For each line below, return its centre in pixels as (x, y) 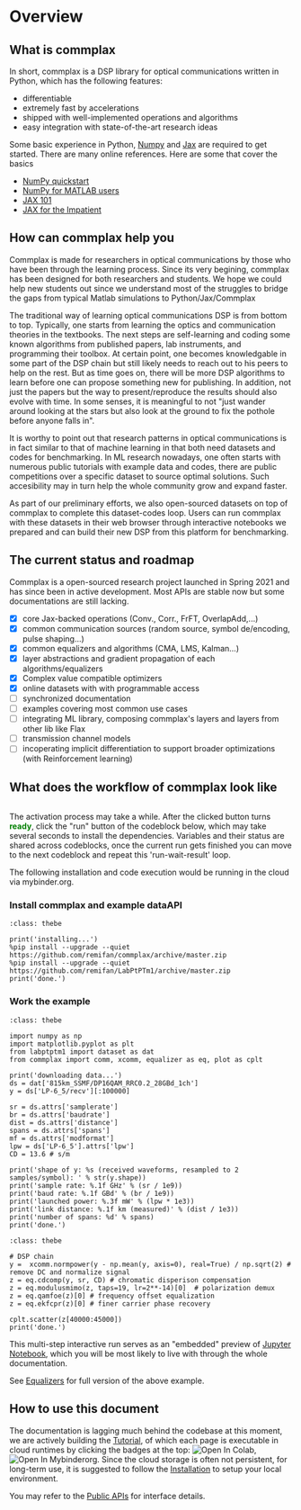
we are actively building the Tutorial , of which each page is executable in (144, 1440)
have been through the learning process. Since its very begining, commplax (150, 269)
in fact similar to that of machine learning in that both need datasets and (142, 447)
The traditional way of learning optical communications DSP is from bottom (148, 315)
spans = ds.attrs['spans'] (60, 1130)
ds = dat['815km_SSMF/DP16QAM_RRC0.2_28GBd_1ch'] (104, 1083)
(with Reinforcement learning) (77, 759)
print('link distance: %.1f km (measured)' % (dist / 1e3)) (124, 1209)
